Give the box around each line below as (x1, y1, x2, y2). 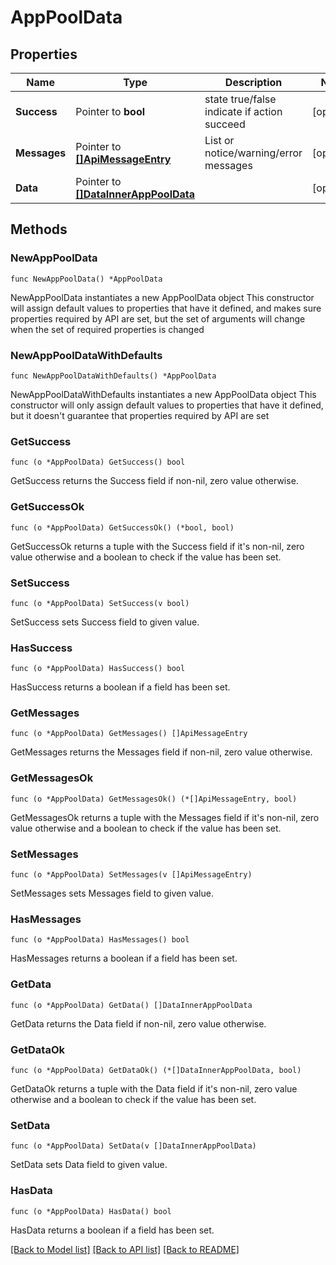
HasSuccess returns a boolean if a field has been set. (10, 681, 231, 693)
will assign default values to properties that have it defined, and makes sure (10, 302, 322, 314)
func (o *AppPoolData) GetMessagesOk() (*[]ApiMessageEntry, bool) (10, 794, 298, 804)
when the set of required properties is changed (10, 323, 205, 335)
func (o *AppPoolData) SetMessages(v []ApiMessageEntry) (10, 870, 253, 880)
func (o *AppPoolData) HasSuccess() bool (10, 664, 186, 674)
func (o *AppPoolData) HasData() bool (10, 1206, 172, 1216)
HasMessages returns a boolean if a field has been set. (10, 952, 238, 965)
